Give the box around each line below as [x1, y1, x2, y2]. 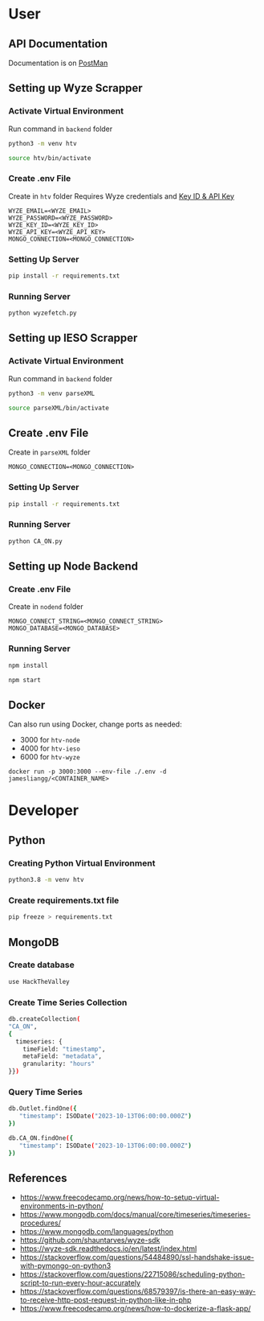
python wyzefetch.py [8, 309, 78, 318]
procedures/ [19, 1218, 62, 1228]
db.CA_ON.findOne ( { [8, 1134, 74, 1142]
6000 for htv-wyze [19, 752, 80, 762]
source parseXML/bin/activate [8, 404, 110, 412]
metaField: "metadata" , [22, 1052, 103, 1060]
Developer [8, 801, 79, 820]
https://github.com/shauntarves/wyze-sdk [19, 1236, 160, 1245]
